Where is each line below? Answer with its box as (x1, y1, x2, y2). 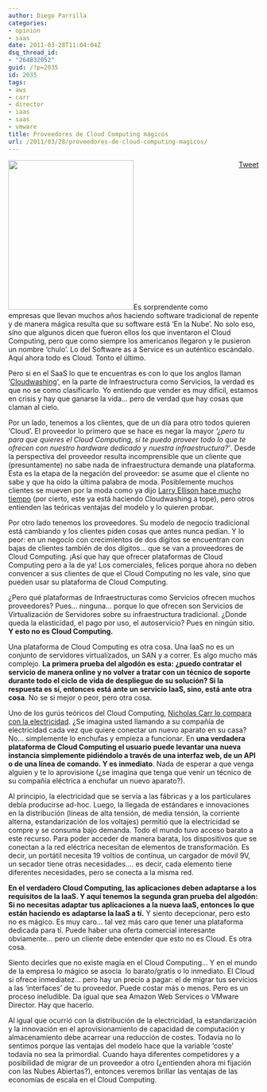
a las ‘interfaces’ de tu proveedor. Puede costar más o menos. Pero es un (8, 983, 249, 992)
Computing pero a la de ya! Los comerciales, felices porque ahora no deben (8, 560, 257, 570)
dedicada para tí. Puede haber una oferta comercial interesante (8, 925, 216, 935)
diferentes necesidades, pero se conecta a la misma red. (8, 867, 194, 877)
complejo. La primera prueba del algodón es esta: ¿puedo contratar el (8, 658, 242, 668)
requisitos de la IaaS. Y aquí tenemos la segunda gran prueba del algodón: (8, 891, 258, 901)
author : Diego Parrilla (8, 11, 87, 20)
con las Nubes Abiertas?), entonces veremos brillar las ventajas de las (8, 1066, 238, 1076)
